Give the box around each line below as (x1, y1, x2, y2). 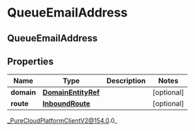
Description (106, 76, 147, 85)
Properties (7, 55, 54, 67)
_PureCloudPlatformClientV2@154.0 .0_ (7, 117, 118, 125)
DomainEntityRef (42, 88, 100, 97)
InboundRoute (42, 99, 91, 108)
